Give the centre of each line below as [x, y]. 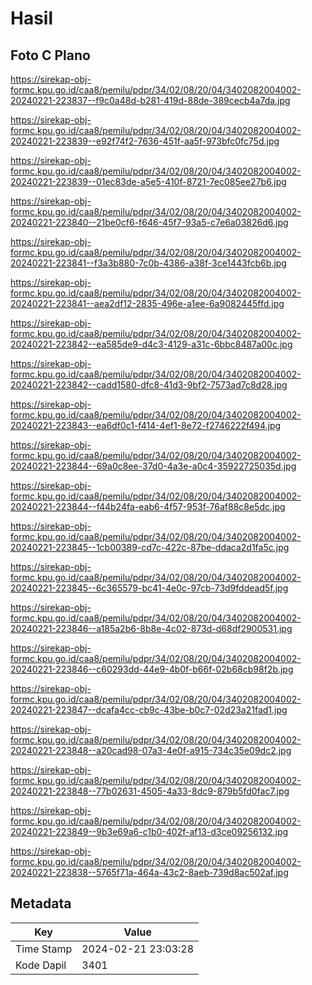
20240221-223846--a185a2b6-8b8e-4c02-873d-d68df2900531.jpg [151, 628]
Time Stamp [44, 949]
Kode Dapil [41, 965]
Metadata [41, 903]
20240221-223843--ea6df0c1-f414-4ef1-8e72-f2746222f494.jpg [146, 425]
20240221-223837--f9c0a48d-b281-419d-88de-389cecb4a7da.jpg [150, 100]
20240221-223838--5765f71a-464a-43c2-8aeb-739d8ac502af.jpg [149, 872]
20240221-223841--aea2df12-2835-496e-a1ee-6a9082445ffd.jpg [147, 303]
